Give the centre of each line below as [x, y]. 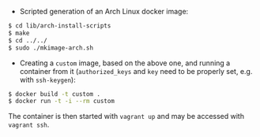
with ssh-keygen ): [48, 80]
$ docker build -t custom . [55, 94]
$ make [19, 33]
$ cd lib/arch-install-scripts [60, 26]
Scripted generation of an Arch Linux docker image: [104, 11]
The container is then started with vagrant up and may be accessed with [126, 117]
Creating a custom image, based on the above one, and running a [125, 63]
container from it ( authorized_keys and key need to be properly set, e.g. [136, 71]
